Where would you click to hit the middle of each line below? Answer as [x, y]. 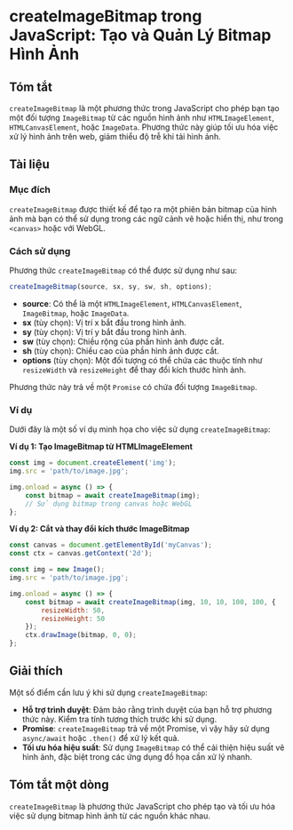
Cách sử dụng [40, 251]
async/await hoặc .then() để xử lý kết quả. [101, 738]
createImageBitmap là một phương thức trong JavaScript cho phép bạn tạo [144, 108]
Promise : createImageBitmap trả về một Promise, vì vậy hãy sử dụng [146, 728]
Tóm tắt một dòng [59, 785]
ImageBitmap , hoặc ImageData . [75, 313]
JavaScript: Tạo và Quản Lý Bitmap [140, 35]
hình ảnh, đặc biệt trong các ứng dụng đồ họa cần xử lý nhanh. [137, 756]
